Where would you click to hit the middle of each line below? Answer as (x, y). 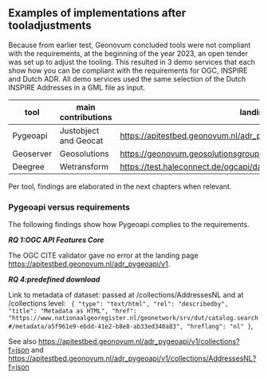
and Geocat (81, 141)
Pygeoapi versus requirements (69, 207)
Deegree (29, 166)
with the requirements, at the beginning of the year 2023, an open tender (128, 53)
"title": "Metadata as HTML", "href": (73, 311)
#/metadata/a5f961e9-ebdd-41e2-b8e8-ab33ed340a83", (96, 327)
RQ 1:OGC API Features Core (56, 240)
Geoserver (32, 154)
